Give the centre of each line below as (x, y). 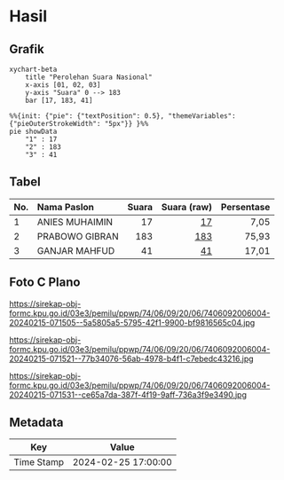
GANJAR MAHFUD (76, 250)
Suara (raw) (187, 207)
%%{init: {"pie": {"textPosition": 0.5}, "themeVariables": (123, 116)
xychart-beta (33, 69)
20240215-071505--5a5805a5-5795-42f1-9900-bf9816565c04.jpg (132, 322)
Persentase (245, 207)
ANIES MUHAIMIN (75, 222)
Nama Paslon (66, 207)
